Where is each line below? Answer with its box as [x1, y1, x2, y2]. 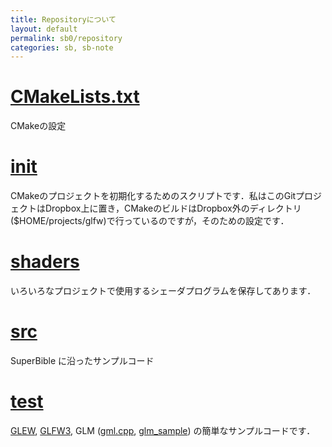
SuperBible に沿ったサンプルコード [10, 355, 155, 366]
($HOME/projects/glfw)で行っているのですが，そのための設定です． [10, 215, 290, 227]
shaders [10, 251, 80, 273]
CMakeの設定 [10, 120, 67, 132]
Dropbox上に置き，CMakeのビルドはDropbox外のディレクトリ [44, 202, 302, 215]
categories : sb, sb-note [10, 42, 114, 53]
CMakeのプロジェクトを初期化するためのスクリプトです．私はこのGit [10, 190, 297, 202]
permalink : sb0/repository [10, 33, 123, 43]
